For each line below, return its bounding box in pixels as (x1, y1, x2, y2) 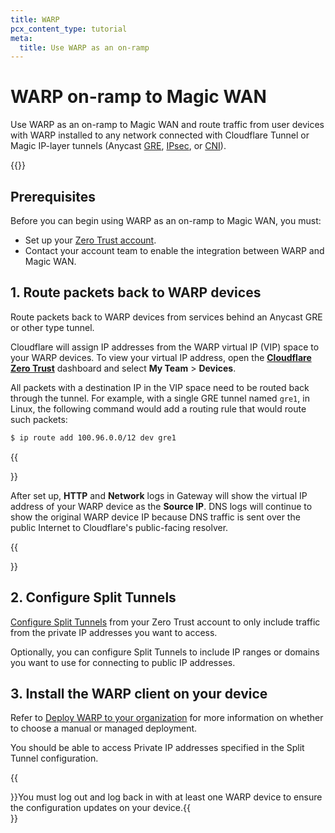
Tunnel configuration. (10, 752, 99, 765)
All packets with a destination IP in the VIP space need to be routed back (10, 381, 310, 393)
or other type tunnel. (10, 321, 95, 333)
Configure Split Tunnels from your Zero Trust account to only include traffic (10, 616, 321, 628)
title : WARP (10, 14, 60, 25)
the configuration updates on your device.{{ (10, 802, 191, 814)
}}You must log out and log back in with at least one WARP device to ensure (10, 791, 323, 803)
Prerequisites (10, 188, 96, 205)
